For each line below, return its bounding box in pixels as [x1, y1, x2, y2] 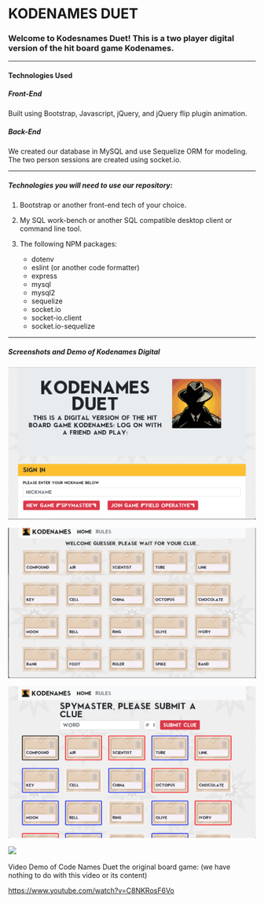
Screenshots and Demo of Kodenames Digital [8, 347, 160, 356]
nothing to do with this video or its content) [8, 870, 148, 879]
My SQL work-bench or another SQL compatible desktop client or [19, 215, 233, 225]
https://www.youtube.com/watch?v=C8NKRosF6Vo [8, 886, 174, 895]
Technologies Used [8, 71, 73, 80]
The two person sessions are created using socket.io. [8, 155, 182, 165]
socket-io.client [31, 313, 82, 322]
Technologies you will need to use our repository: [8, 180, 173, 190]
